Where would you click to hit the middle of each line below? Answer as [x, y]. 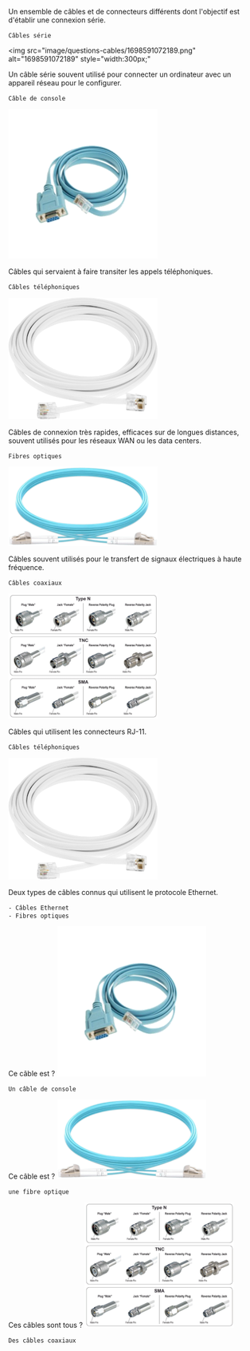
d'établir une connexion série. [57, 20]
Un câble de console [43, 1089]
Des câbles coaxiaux [43, 1341]
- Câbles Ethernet [39, 908]
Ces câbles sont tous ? [46, 1325]
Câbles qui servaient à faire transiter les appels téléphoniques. [111, 271]
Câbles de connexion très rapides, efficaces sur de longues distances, [124, 432]
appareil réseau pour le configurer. [65, 83]
